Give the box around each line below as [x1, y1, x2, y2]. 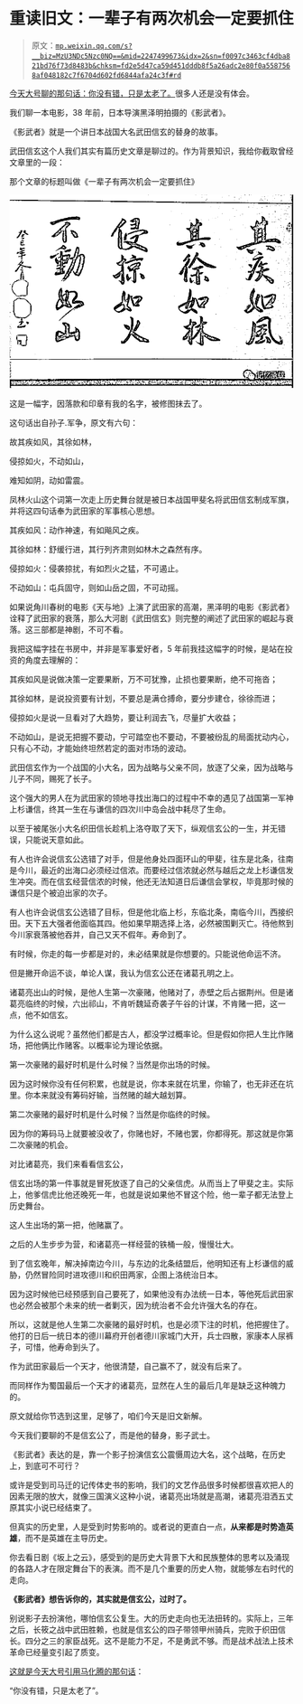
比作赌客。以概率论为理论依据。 [48, 1040, 168, 1051]
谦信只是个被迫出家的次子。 [9, 888, 113, 899]
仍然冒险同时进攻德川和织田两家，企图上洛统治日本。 [24, 1269, 223, 1280]
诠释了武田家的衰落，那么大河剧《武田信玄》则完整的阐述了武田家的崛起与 [9, 613, 286, 624]
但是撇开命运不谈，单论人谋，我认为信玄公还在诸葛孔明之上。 [9, 968, 239, 979]
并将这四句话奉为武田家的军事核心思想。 [9, 505, 160, 516]
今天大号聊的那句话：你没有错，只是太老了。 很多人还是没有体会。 [9, 88, 254, 99]
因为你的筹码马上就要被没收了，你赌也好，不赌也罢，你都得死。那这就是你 [9, 1128, 286, 1139]
